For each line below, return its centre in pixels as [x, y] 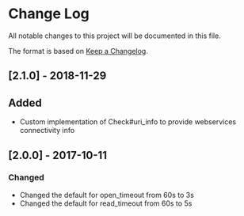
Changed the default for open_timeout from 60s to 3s [107, 195]
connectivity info [47, 131]
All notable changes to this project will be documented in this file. [115, 36]
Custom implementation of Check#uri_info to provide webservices [128, 122]
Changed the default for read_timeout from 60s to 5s [106, 203]
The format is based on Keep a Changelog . [78, 51]
